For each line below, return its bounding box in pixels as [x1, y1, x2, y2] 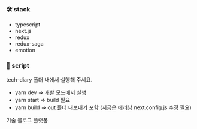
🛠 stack [6, 5, 31, 13]
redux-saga [14, 40, 44, 47]
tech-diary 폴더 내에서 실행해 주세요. [6, 76, 93, 83]
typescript [14, 21, 41, 28]
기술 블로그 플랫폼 [6, 116, 48, 124]
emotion [14, 47, 36, 54]
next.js [14, 28, 32, 35]
